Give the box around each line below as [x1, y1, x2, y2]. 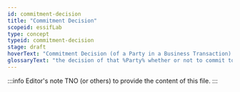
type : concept [7, 30, 50, 38]
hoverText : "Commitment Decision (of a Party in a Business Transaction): [7, 51, 235, 58]
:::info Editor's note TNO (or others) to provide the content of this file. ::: [7, 76, 218, 85]
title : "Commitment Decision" [7, 17, 98, 24]
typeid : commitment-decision [7, 37, 94, 44]
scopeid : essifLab [7, 24, 62, 31]
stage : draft [7, 44, 46, 51]
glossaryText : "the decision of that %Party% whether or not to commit [7, 57, 225, 64]
